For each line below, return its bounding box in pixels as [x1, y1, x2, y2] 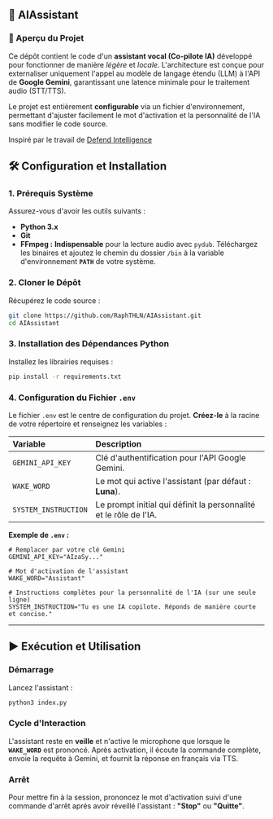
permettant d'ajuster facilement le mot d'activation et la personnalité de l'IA [8, 110, 261, 120]
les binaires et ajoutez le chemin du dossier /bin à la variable [19, 248, 225, 258]
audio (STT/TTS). [8, 86, 67, 95]
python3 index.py [8, 698, 67, 707]
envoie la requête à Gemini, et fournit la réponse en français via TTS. [8, 753, 239, 763]
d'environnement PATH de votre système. [19, 257, 156, 266]
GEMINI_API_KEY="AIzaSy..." [8, 553, 104, 561]
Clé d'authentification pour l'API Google [95, 451, 246, 463]
